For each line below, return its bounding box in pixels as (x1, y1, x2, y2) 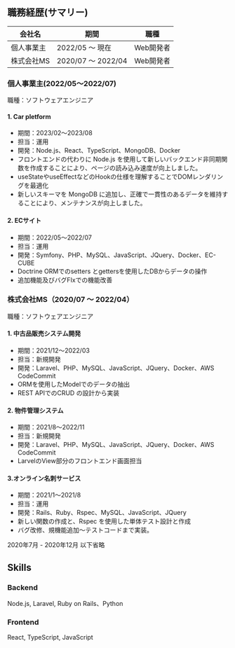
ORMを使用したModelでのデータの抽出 (17, 380, 130, 389)
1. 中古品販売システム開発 (7, 329, 81, 338)
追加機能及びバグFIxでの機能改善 (17, 275, 113, 284)
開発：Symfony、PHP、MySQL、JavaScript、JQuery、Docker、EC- (17, 251, 216, 259)
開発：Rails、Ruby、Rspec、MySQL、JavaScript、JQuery (17, 509, 187, 517)
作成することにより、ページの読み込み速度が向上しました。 (29, 164, 202, 172)
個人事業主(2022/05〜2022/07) (7, 78, 117, 88)
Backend (7, 582, 39, 592)
